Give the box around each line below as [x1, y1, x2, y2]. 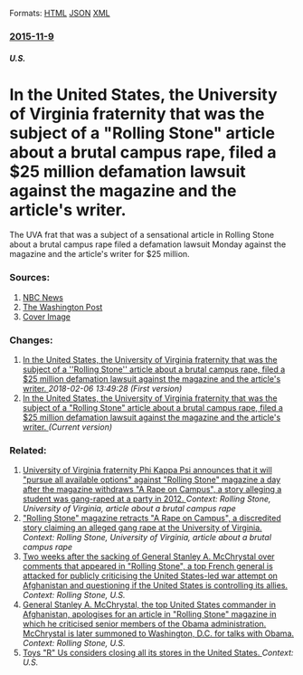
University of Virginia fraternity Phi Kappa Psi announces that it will [22, 465, 273, 476]
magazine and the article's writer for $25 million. [9, 249, 190, 260]
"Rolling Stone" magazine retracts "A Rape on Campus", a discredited [22, 513, 282, 524]
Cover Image [22, 311, 71, 322]
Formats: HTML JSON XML [9, 8, 110, 18]
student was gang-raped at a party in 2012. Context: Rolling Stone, [22, 493, 271, 505]
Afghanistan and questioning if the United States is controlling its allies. [22, 580, 288, 591]
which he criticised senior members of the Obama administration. [22, 619, 267, 630]
